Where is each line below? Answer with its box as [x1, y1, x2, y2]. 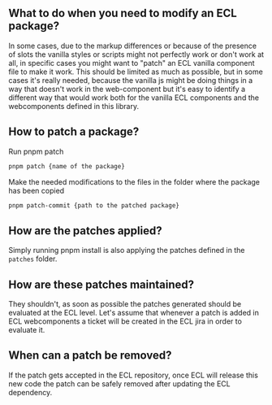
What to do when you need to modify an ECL [8, 7, 237, 20]
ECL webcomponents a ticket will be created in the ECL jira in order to [8, 316, 242, 326]
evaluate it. [8, 325, 45, 334]
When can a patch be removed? [8, 349, 172, 363]
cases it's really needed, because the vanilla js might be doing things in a [8, 75, 253, 85]
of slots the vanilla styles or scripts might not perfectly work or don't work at [8, 49, 265, 59]
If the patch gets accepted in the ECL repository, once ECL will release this [8, 370, 258, 380]
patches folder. [8, 254, 58, 263]
